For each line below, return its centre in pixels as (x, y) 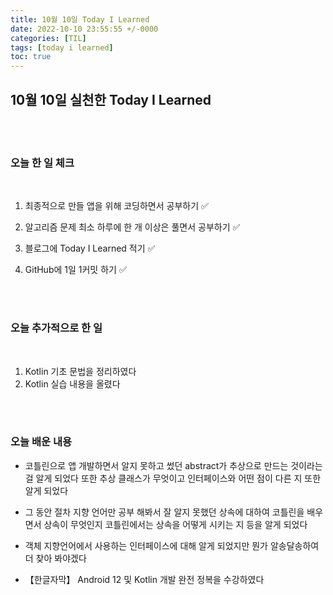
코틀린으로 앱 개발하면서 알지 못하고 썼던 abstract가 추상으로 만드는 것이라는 (173, 465)
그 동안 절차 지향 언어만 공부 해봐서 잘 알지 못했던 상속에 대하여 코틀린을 (164, 512)
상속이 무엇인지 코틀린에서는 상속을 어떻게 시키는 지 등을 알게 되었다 (175, 524)
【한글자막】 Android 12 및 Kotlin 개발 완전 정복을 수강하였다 (144, 579)
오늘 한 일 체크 (42, 163)
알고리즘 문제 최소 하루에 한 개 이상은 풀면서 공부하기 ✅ (132, 227)
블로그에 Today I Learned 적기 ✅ (90, 248)
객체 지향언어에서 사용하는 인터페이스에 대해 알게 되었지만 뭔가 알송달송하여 (172, 545)
